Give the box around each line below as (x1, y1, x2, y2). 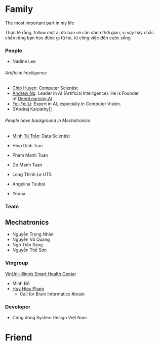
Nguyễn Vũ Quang (12, 236, 50, 242)
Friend (5, 332, 32, 343)
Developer (5, 303, 31, 310)
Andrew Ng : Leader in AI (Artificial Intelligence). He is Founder (12, 90, 139, 96)
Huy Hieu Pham (12, 286, 44, 291)
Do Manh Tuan (12, 162, 42, 168)
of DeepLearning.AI (12, 96, 52, 102)
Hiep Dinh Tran (12, 142, 43, 148)
